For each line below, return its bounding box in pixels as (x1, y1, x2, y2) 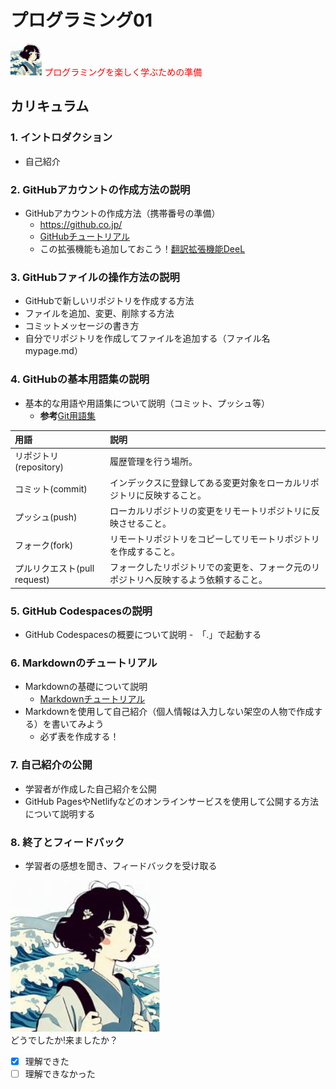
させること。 (118, 517, 172, 529)
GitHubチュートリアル (39, 230, 131, 242)
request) (14, 573, 50, 585)
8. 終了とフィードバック (10, 835, 125, 849)
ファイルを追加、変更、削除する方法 (24, 307, 175, 320)
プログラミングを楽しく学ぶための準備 (44, 66, 203, 78)
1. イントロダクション (10, 131, 113, 145)
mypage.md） (24, 345, 83, 357)
